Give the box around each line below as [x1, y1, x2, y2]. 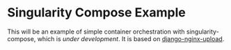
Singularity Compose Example [7, 5, 186, 21]
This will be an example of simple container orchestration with [7, 27, 186, 36]
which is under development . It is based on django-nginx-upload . [37, 34, 225, 42]
